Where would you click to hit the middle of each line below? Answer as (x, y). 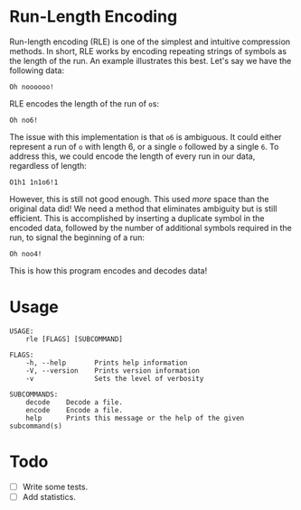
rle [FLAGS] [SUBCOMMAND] (75, 339)
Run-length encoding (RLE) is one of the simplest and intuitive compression (150, 42)
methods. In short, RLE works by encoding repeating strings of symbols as (148, 51)
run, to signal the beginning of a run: (77, 237)
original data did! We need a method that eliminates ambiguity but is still (143, 209)
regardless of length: (48, 165)
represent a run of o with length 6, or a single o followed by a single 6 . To (144, 146)
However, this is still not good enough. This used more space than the (139, 199)
